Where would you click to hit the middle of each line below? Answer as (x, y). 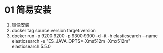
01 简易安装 (28, 10)
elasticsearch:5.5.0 (31, 46)
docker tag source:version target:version (54, 30)
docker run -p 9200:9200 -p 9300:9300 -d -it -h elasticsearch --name (85, 36)
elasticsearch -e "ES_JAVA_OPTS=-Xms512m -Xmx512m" (71, 41)
